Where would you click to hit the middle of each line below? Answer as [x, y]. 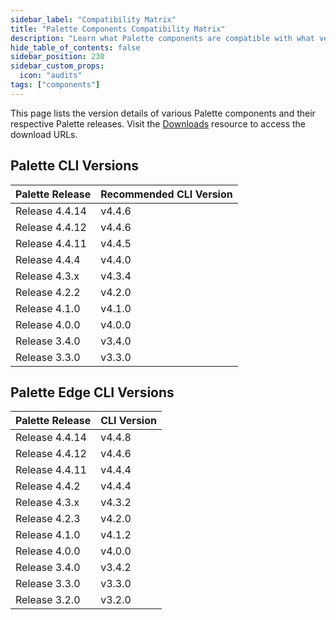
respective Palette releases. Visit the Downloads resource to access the [158, 123]
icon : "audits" [51, 76]
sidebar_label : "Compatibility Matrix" [93, 19]
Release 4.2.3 [48, 519]
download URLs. [44, 134]
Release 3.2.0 [48, 600]
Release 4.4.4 [48, 259]
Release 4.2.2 [48, 292]
